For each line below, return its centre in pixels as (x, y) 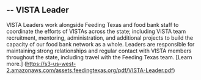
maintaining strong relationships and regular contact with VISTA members (99, 51)
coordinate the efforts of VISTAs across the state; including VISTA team (96, 31)
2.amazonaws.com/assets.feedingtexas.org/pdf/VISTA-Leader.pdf (90, 70)
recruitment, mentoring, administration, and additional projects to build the (100, 38)
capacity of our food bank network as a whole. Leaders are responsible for (100, 44)
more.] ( (16, 64)
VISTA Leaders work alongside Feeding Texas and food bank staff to (93, 24)
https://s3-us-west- (51, 64)
